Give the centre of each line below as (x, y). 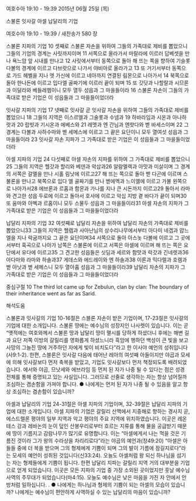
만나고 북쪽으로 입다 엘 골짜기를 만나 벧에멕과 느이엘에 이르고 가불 (96, 181)
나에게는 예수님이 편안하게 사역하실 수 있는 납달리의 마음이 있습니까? (92, 492)
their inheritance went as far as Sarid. (51, 293)
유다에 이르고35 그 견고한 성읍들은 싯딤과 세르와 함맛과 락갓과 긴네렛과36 (105, 252)
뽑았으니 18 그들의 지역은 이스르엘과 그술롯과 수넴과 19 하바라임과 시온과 (89, 117)
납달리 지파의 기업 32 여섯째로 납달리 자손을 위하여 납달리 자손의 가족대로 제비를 (97, 223)
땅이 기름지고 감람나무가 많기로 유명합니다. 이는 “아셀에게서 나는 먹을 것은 (96, 433)
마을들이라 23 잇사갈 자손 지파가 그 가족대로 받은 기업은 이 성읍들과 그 (86, 139)
